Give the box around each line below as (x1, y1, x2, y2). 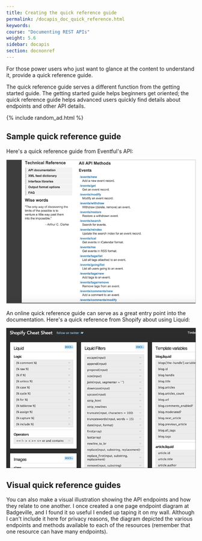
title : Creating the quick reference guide (6, 10, 117, 16)
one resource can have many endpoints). (6, 528, 108, 536)
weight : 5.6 (6, 35, 36, 42)
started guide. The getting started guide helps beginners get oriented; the (6, 89, 189, 96)
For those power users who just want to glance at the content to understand (6, 65, 194, 72)
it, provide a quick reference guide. (6, 71, 93, 78)
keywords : (6, 22, 31, 28)
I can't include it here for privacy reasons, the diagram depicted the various (6, 515, 193, 522)
